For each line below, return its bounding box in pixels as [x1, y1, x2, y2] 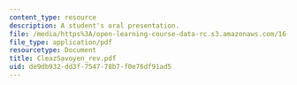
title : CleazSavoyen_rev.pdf [9, 54, 117, 63]
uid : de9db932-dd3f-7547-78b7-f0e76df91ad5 [9, 63, 172, 72]
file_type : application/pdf [9, 37, 113, 47]
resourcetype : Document [9, 46, 97, 55]
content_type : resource [9, 12, 97, 22]
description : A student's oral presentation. [9, 21, 179, 30]
